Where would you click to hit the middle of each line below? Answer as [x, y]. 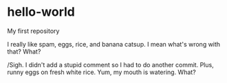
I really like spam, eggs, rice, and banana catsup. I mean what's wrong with [114, 44]
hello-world [41, 12]
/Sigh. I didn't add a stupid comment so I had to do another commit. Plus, [111, 64]
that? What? [24, 51]
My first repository [33, 31]
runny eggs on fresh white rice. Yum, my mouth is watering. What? [101, 72]
